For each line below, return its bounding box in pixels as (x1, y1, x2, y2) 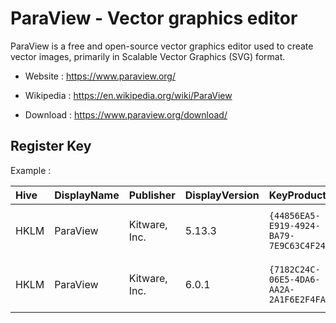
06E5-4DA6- (268, 273, 321, 285)
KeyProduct (268, 188, 327, 202)
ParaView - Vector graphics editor (10, 7, 298, 30)
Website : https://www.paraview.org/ (24, 70, 177, 82)
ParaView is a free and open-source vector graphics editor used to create (10, 40, 314, 52)
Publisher (128, 188, 176, 202)
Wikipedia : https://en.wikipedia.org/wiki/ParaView (24, 89, 233, 101)
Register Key (10, 138, 92, 155)
